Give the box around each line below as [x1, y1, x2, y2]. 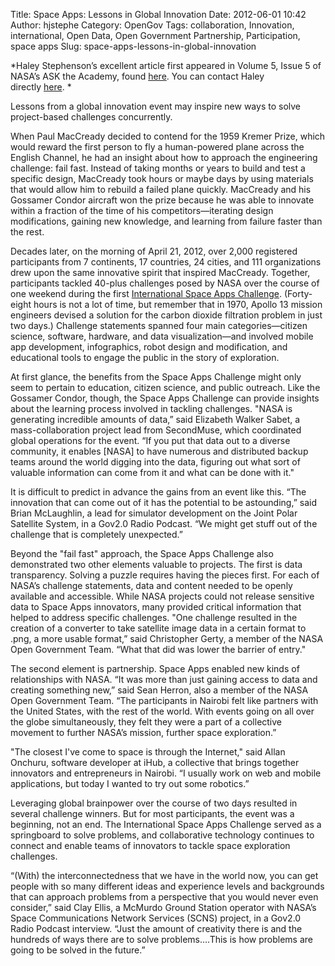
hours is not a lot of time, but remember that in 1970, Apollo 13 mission [33, 299, 323, 310]
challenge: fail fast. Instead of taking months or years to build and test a [10, 162, 306, 174]
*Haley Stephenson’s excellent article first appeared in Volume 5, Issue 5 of [10, 60, 322, 71]
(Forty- [283, 288, 313, 299]
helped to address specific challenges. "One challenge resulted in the [10, 612, 298, 623]
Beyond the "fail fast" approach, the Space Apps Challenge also [10, 548, 274, 559]
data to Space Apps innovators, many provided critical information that [10, 601, 302, 613]
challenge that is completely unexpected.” [10, 529, 184, 540]
